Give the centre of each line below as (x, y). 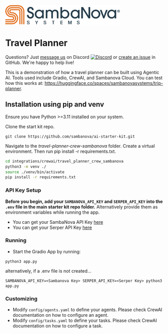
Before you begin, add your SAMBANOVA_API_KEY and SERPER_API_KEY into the (84, 201)
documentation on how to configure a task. (58, 326)
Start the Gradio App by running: (47, 251)
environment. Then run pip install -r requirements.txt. (61, 151)
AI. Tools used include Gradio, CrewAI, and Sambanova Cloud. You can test (84, 78)
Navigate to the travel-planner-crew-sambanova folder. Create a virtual (80, 146)
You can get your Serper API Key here (52, 227)
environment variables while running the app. (53, 212)
